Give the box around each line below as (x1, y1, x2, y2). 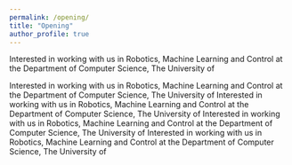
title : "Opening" (9, 21, 74, 30)
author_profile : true (9, 29, 90, 38)
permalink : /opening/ (9, 12, 90, 22)
